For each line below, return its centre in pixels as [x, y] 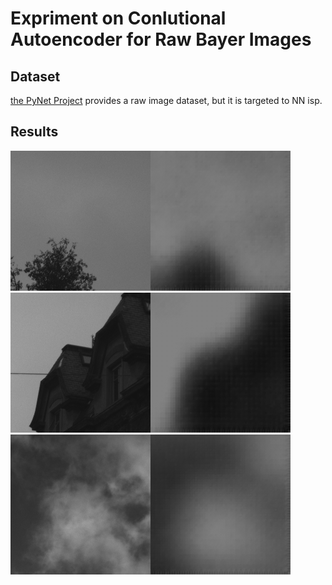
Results [34, 132]
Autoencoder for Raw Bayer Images [161, 39]
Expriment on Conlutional [118, 18]
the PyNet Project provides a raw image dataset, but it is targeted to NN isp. [166, 100]
